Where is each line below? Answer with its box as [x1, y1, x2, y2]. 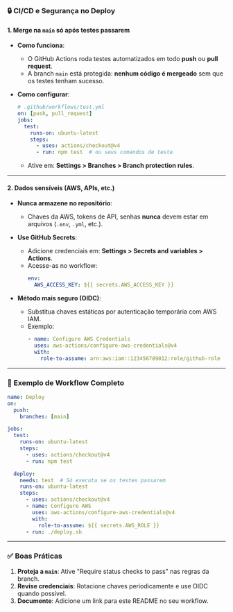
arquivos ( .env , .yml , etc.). [27, 220, 103, 228]
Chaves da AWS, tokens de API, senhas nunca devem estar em [27, 212, 209, 221]
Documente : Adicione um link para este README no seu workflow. [17, 596, 209, 605]
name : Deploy [7, 393, 45, 400]
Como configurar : [17, 90, 70, 99]
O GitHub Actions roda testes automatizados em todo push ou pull [27, 55, 218, 63]
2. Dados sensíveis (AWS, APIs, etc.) [7, 183, 115, 192]
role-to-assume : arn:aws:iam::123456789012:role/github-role [40, 355, 221, 362]
